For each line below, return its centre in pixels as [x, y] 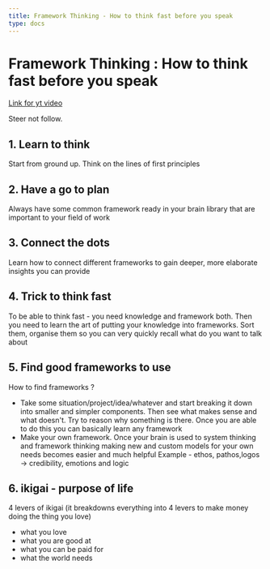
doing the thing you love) [50, 516]
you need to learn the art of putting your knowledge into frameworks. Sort [131, 324]
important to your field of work [59, 218]
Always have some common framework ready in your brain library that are [132, 209]
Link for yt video [36, 103]
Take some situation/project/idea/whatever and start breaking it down [136, 403]
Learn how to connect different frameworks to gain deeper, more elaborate [133, 262]
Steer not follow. [36, 119]
